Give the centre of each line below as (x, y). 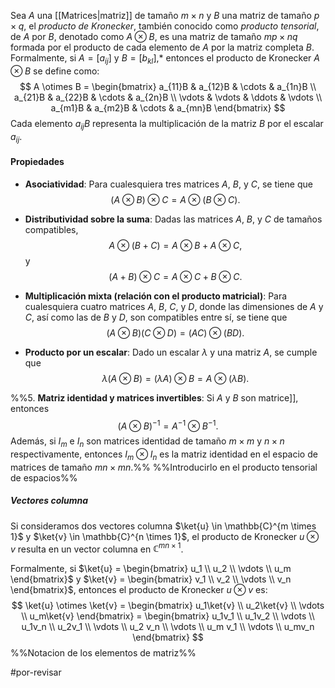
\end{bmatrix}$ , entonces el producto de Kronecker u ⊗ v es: (139, 590)
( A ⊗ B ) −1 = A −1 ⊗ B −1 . (168, 425)
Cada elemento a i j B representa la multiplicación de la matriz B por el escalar (167, 124)
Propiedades (37, 161)
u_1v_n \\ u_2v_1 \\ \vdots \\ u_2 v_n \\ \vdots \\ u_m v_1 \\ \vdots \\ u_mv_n (168, 627)
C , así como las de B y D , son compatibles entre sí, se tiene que (156, 317)
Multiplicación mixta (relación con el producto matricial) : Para (156, 296)
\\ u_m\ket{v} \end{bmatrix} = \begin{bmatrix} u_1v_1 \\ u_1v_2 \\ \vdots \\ (168, 616)
